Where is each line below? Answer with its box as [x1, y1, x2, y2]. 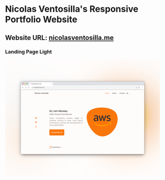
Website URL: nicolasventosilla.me [5, 33, 114, 42]
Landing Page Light [5, 48, 53, 55]
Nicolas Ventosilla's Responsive [5, 3, 138, 15]
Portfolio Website [5, 14, 78, 25]
